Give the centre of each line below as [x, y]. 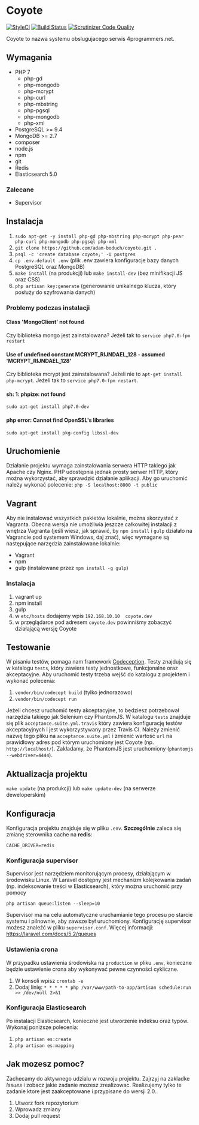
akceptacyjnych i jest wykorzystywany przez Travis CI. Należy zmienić [93, 730]
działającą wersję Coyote [46, 628]
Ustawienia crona [32, 950]
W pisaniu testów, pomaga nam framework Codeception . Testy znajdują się [99, 662]
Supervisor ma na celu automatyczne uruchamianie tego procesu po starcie [99, 915]
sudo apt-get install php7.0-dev [48, 407]
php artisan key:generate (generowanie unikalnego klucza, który [95, 286]
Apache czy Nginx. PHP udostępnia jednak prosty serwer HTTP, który [92, 472]
